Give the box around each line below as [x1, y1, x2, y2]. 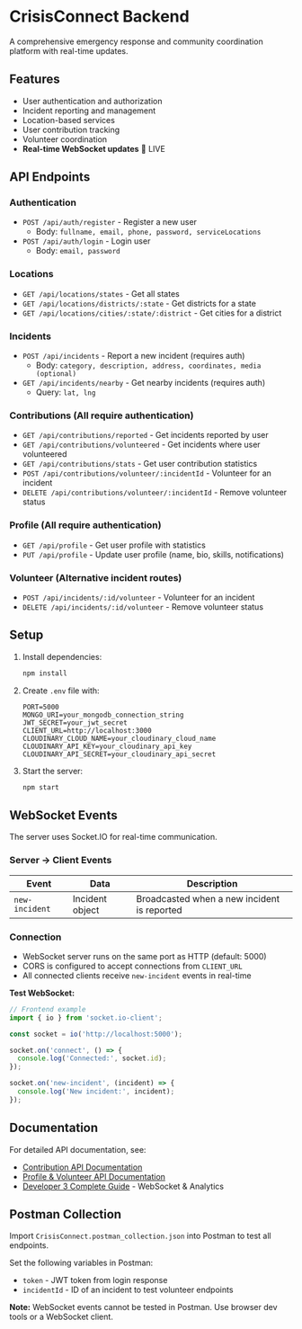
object [72, 904, 100, 916]
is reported [136, 904, 182, 916]
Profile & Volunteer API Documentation [22, 1171, 166, 1182]
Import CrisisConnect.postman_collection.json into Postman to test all [9, 1230, 271, 1242]
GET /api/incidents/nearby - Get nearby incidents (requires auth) [22, 378, 266, 388]
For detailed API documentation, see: [9, 1144, 147, 1155]
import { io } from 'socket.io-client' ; [9, 1013, 164, 1022]
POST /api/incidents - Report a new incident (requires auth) [22, 351, 245, 361]
